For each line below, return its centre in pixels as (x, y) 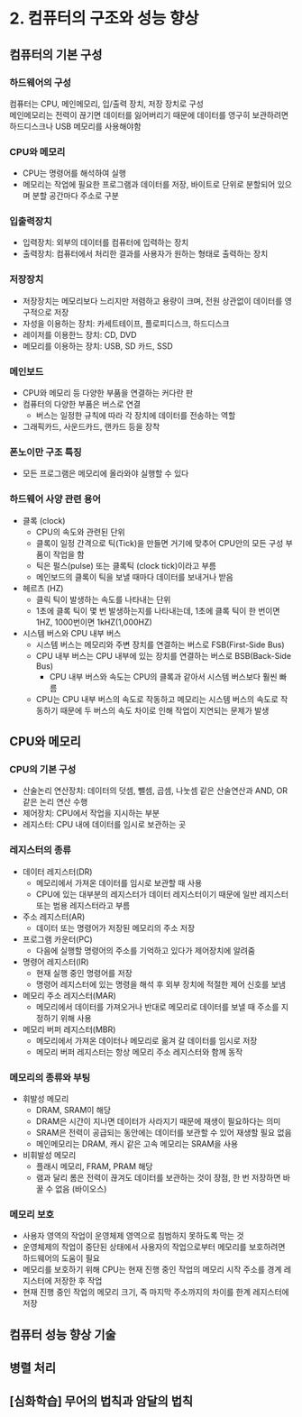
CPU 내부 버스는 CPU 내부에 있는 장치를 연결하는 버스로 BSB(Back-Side (163, 655)
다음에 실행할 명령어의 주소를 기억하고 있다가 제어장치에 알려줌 (145, 950)
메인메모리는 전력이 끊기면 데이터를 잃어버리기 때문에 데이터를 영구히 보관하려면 (149, 114)
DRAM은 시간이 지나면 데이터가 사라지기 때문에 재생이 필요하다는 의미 (158, 1121)
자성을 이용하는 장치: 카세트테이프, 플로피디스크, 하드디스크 (126, 323)
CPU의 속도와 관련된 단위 (80, 532)
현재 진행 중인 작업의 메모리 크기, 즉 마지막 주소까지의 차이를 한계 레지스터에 (156, 1292)
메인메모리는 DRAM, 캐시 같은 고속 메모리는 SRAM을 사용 (137, 1143)
